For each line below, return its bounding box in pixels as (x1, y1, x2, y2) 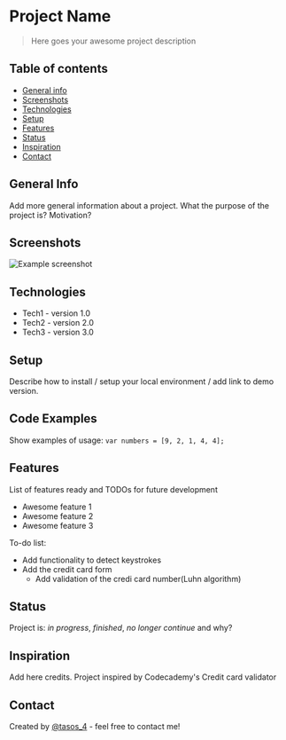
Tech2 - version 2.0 (21, 318, 95, 328)
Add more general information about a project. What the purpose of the (9, 200, 270, 210)
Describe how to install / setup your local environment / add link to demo (9, 376, 274, 387)
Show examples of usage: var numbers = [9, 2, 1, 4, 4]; (9, 435, 225, 445)
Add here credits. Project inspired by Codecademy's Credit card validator (9, 672, 277, 682)
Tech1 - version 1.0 (21, 308, 91, 319)
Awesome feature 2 (21, 510, 94, 521)
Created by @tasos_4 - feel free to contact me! (9, 721, 181, 732)
